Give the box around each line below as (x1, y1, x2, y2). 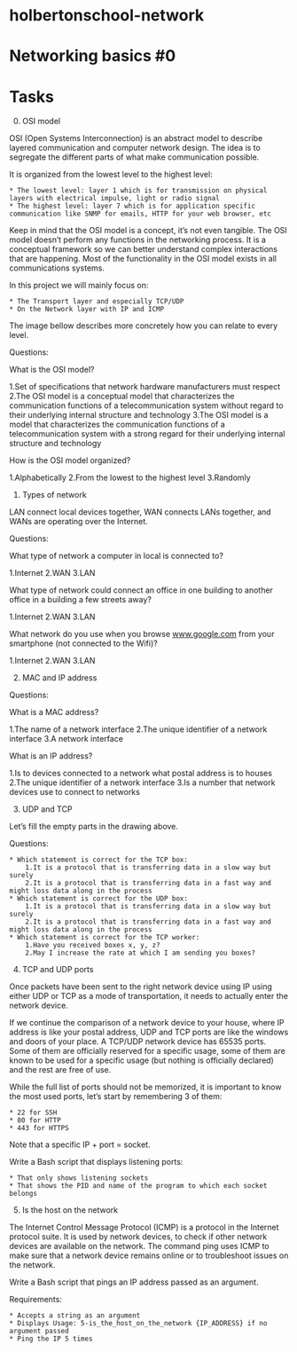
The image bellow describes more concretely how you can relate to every (9, 320, 278, 331)
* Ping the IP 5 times (9, 1334, 93, 1344)
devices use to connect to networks (9, 787, 140, 798)
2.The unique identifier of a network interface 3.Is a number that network (9, 777, 276, 788)
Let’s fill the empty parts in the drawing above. (9, 821, 179, 832)
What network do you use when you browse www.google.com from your (9, 629, 275, 640)
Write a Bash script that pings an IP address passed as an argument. (9, 1277, 259, 1287)
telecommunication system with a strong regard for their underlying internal (9, 428, 285, 439)
